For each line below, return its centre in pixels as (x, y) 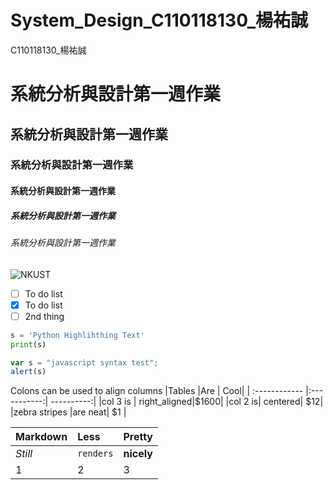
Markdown (41, 437)
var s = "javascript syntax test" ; (84, 362)
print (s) (28, 344)
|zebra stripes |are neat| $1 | (68, 412)
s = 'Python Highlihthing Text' (77, 335)
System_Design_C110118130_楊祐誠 (159, 20)
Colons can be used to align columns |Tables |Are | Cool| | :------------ (157, 391)
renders (95, 454)
